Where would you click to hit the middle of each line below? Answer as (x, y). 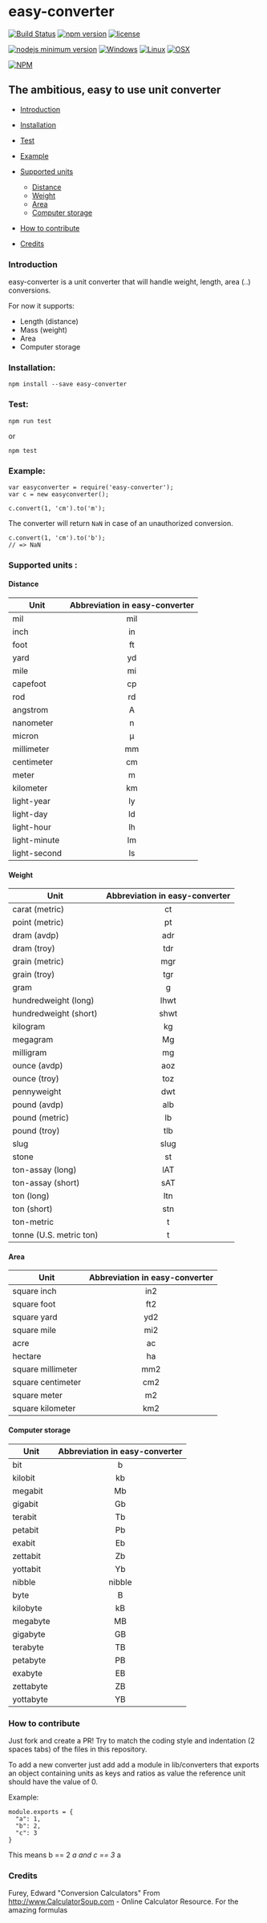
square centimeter (47, 1383)
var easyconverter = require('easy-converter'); (91, 487)
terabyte (28, 1647)
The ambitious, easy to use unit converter (115, 90)
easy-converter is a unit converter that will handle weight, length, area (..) (129, 282)
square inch (34, 1291)
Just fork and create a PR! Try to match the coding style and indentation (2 (131, 1740)
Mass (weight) (44, 330)
